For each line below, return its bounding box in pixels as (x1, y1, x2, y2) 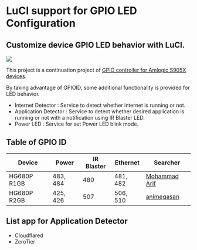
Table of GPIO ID (6, 137, 67, 147)
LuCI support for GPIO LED (6, 4, 137, 18)
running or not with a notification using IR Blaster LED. (14, 114, 145, 121)
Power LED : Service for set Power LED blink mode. (14, 120, 139, 127)
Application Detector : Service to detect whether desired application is (14, 108, 185, 115)
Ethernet (114, 158, 140, 167)
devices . (6, 73, 27, 80)
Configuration (6, 16, 76, 30)
